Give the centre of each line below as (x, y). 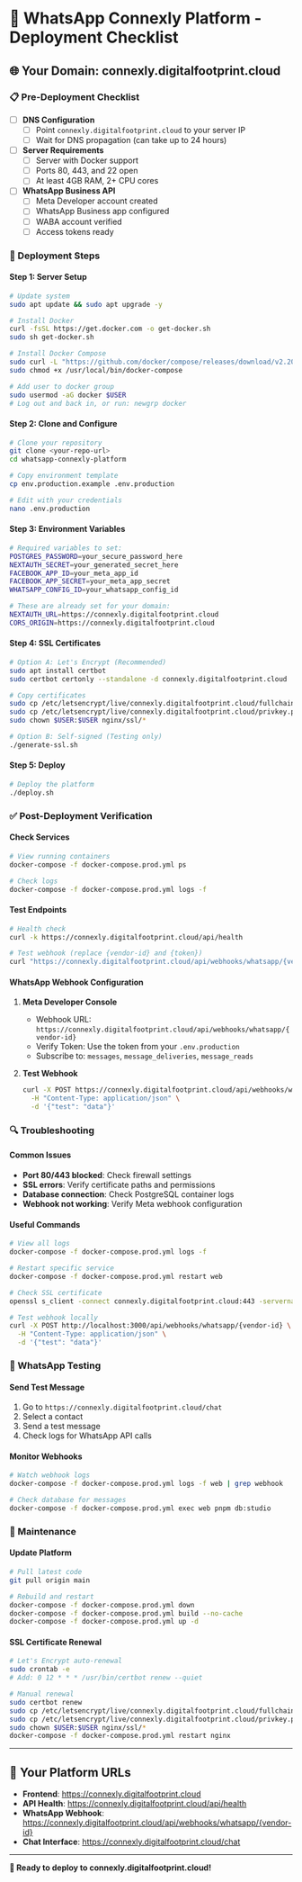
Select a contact (53, 1417)
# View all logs (40, 1244)
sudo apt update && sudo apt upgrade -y (86, 304)
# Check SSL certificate (56, 1292)
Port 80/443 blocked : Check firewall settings (107, 1175)
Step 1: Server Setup (48, 277)
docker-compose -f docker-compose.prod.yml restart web (116, 1276)
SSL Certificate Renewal (55, 1642)
